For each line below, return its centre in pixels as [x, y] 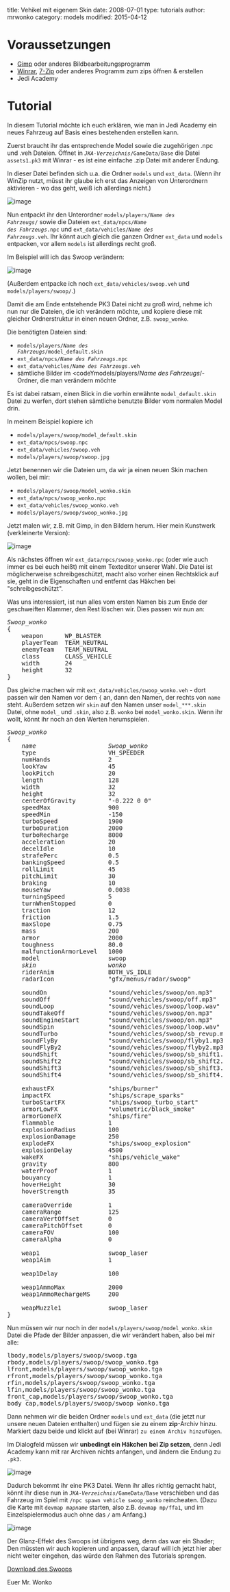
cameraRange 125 [71, 1212]
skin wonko [74, 965]
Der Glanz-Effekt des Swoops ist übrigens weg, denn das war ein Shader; [111, 1541]
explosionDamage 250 [71, 1136]
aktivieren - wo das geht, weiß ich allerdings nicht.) [79, 188]
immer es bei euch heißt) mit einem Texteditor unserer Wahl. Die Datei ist [110, 566]
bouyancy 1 [67, 1177]
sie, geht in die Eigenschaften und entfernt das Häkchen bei [91, 581]
